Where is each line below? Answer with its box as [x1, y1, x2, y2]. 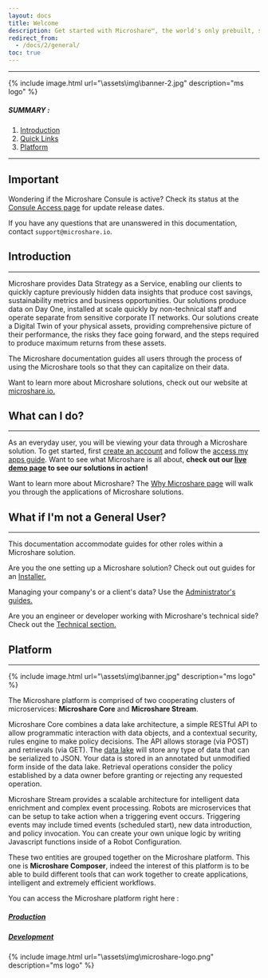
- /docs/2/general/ [15, 42, 81, 50]
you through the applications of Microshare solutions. [8, 487, 184, 497]
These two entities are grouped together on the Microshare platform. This [8, 852, 250, 862]
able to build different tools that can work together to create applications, [8, 869, 249, 880]
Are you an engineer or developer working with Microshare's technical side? [8, 611, 259, 621]
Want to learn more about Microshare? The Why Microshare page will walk [8, 479, 254, 489]
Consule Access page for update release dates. [8, 202, 165, 212]
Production [8, 912, 46, 921]
